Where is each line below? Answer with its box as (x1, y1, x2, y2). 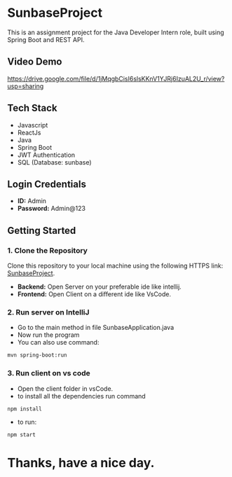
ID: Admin (17, 197, 47, 205)
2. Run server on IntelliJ (7, 307, 90, 317)
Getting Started (7, 224, 76, 236)
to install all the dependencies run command (17, 392, 146, 400)
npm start (7, 431, 36, 438)
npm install (7, 405, 42, 413)
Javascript (17, 120, 48, 129)
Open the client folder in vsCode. (17, 384, 114, 393)
